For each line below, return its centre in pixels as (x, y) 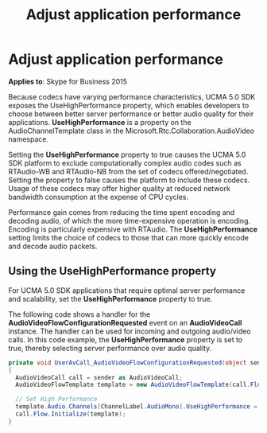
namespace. (29, 139)
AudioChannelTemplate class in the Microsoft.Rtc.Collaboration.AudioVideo (132, 131)
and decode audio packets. (53, 246)
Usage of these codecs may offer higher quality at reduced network (119, 188)
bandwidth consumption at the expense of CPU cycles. (99, 197)
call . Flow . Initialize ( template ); (71, 414)
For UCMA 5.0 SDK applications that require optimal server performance (127, 290)
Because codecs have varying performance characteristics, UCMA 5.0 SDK (132, 96)
